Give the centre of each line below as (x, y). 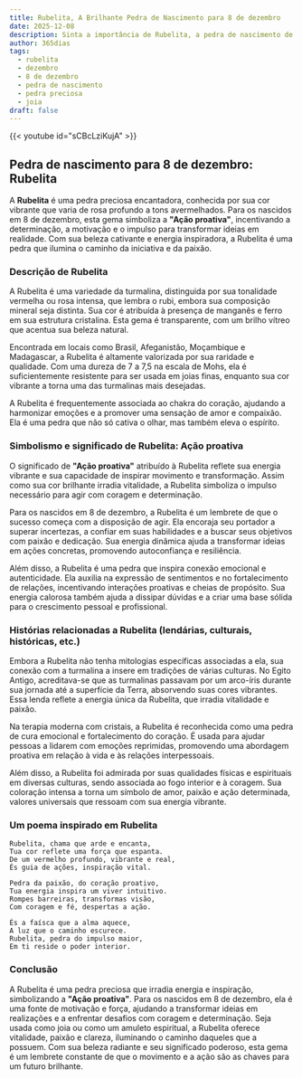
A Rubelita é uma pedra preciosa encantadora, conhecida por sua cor (140, 201)
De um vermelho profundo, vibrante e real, (93, 860)
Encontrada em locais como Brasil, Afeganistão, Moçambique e (127, 347)
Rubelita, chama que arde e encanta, (80, 844)
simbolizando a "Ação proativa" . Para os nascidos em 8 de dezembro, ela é (151, 999)
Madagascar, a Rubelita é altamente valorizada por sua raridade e (132, 357)
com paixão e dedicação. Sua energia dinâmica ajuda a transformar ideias (147, 541)
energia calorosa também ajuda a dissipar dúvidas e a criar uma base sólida (151, 597)
